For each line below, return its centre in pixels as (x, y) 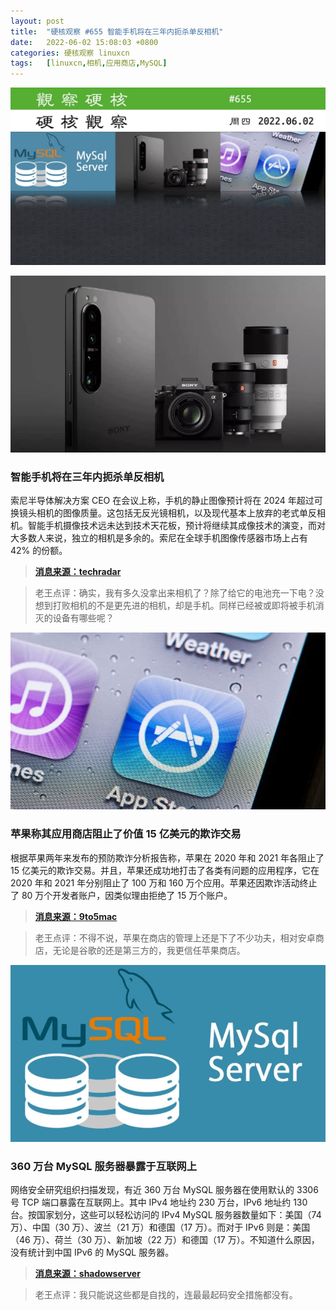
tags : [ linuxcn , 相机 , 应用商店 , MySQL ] (89, 63)
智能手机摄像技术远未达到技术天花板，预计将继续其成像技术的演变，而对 (176, 526)
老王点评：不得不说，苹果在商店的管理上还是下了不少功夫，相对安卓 (175, 937)
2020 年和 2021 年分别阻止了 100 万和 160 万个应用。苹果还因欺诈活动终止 (164, 882)
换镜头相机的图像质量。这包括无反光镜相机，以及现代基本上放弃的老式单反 (163, 513)
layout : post (37, 21)
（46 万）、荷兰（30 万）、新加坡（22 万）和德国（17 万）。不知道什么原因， (165, 1240)
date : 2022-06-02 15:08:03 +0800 (84, 42)
